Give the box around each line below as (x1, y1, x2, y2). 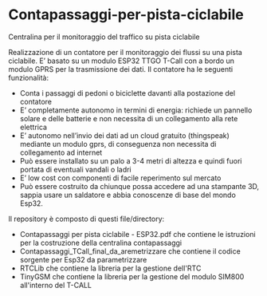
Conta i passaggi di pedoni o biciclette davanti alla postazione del (19, 88, 236, 97)
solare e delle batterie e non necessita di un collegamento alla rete (19, 113, 238, 123)
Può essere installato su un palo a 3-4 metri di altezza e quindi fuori (19, 156, 242, 165)
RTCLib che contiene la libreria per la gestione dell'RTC (19, 263, 202, 273)
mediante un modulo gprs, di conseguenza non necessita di (19, 139, 217, 148)
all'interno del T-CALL (19, 280, 92, 290)
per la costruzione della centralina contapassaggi (19, 238, 182, 247)
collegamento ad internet (19, 148, 103, 157)
